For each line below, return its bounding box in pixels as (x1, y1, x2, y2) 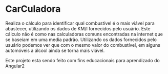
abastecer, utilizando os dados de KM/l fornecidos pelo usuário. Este (5, 25, 151, 31)
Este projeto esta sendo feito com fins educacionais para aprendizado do (5, 57, 160, 63)
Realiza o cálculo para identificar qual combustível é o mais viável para (5, 20, 155, 26)
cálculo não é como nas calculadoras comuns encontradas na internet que (5, 31, 163, 37)
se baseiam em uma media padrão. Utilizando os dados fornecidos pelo (5, 36, 157, 43)
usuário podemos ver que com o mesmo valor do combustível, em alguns (5, 42, 160, 48)
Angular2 (5, 63, 25, 69)
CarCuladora (5, 3, 61, 15)
